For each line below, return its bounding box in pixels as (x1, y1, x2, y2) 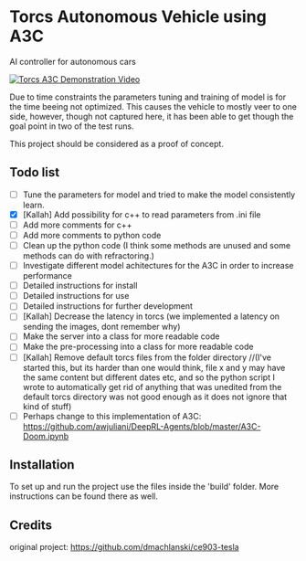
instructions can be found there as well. (9, 491, 158, 502)
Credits (9, 517, 53, 533)
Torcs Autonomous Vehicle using (9, 6, 267, 27)
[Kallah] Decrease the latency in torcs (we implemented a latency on (22, 311, 280, 322)
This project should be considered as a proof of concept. (9, 138, 224, 149)
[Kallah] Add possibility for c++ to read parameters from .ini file (22, 208, 262, 220)
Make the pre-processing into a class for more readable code (22, 341, 254, 353)
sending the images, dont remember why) (22, 322, 181, 333)
